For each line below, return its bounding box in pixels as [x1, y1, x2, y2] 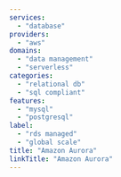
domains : [9, 46, 42, 55]
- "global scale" [17, 138, 82, 147]
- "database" [17, 21, 66, 30]
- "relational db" [17, 80, 86, 88]
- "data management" [17, 55, 93, 63]
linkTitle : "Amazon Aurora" [9, 154, 114, 164]
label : [9, 122, 34, 131]
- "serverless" [17, 63, 74, 72]
